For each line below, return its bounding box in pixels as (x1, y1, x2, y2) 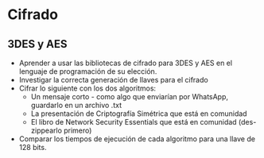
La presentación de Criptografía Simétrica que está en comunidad (30, 109, 247, 118)
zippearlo (30, 125, 63, 135)
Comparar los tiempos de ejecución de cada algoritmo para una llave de (18, 134, 256, 144)
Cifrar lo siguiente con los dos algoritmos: (18, 83, 157, 93)
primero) (64, 125, 92, 135)
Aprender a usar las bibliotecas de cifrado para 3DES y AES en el (18, 58, 232, 67)
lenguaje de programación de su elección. (18, 67, 157, 76)
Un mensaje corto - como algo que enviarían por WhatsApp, (30, 92, 228, 101)
